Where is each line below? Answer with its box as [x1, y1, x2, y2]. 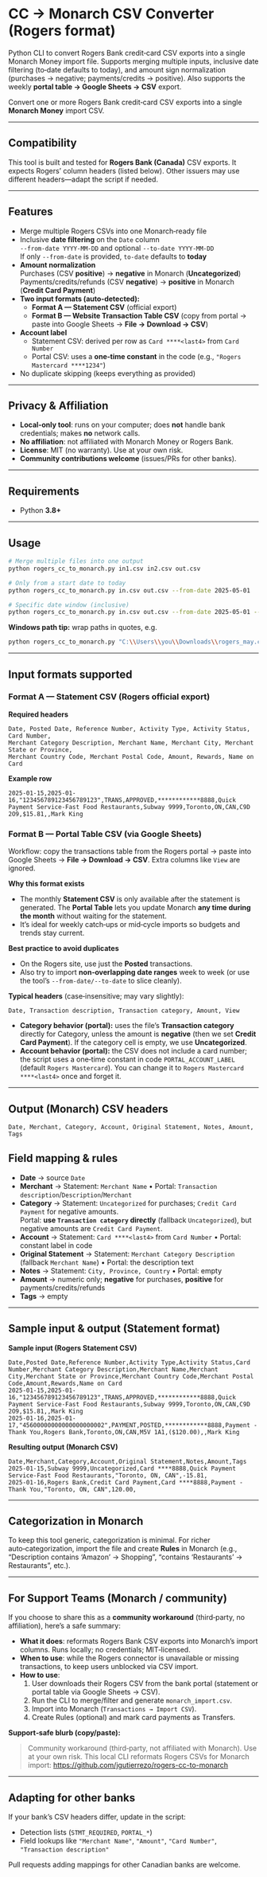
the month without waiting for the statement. [19, 911, 167, 921]
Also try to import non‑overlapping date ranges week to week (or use [19, 968, 250, 977]
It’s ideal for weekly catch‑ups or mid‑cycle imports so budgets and [19, 920, 241, 929]
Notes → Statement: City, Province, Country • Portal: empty [19, 1265, 222, 1275]
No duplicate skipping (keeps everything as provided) [19, 368, 196, 378]
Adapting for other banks [8, 1791, 136, 1805]
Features [8, 205, 53, 219]
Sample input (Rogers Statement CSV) [8, 1343, 137, 1352]
